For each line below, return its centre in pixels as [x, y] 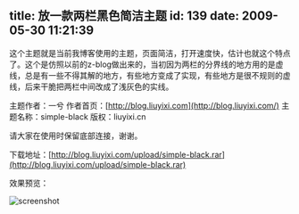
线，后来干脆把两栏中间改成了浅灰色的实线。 [91, 86]
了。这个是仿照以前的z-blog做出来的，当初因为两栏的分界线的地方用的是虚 [146, 64]
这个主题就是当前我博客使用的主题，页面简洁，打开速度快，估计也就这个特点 [150, 53]
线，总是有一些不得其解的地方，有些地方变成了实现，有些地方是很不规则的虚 [150, 75]
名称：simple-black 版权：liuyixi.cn [81, 116]
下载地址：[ [30, 154]
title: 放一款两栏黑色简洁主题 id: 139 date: [124, 16]
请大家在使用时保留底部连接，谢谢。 [76, 136]
